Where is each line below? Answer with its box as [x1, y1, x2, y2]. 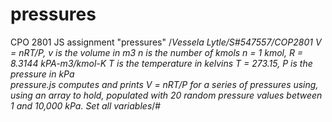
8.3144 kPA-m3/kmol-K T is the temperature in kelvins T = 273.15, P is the [10, 57, 313, 69]
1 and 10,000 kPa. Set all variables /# [10, 99, 162, 112]
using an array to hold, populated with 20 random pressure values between [10, 89, 323, 101]
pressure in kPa [10, 68, 75, 80]
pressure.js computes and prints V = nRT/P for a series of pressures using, [10, 78, 319, 90]
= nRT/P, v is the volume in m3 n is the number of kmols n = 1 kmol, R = [10, 46, 304, 58]
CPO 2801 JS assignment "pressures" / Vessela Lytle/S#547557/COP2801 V [10, 36, 322, 48]
